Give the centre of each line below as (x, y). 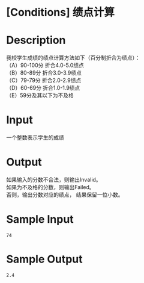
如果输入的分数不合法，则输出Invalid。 (54, 179)
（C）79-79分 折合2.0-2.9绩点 (44, 80)
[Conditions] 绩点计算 (61, 12)
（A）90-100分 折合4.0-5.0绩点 (45, 65)
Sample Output (44, 259)
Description (36, 40)
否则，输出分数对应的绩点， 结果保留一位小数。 (65, 194)
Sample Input (40, 219)
